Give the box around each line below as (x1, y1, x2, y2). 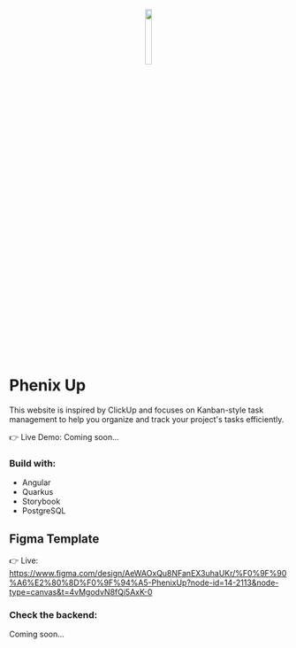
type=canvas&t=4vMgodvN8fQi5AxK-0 (9, 587, 153, 598)
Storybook (21, 496, 61, 507)
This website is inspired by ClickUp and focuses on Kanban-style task (9, 405, 264, 415)
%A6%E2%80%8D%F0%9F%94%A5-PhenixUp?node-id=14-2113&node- (9, 577, 279, 588)
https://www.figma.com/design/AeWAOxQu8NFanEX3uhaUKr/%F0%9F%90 (9, 568, 287, 579)
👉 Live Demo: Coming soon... (9, 431, 119, 442)
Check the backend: (9, 608, 98, 621)
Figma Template (9, 531, 100, 546)
